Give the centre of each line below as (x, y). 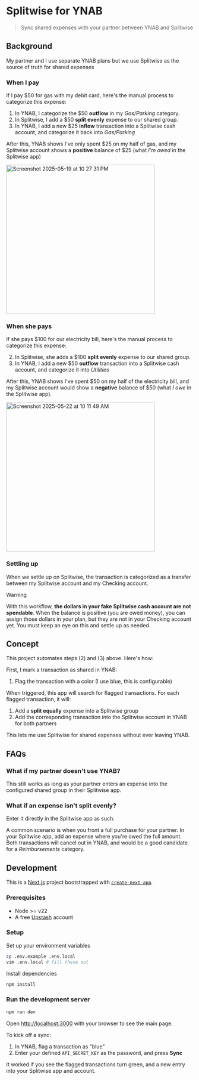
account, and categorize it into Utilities (62, 370)
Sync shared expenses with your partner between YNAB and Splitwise (107, 27)
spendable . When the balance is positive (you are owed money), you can (96, 612)
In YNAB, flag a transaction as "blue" (60, 1046)
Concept (23, 644)
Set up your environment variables (48, 945)
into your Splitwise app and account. (51, 1070)
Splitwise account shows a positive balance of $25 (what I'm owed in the (96, 150)
